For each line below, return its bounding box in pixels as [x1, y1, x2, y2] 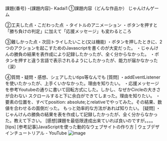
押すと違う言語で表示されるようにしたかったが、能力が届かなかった [18, 58, 158, 63]
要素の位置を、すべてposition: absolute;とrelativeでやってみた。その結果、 [5, 99, 158, 105]
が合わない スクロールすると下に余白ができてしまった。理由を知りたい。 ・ [5, 93, 161, 99]
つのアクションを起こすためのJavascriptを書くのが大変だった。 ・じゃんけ [5, 45, 159, 51]
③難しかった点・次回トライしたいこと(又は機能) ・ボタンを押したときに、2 [5, 39, 163, 45]
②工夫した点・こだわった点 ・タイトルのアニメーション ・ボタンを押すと [5, 22, 158, 28]
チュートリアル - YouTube [13, 130, 67, 136]
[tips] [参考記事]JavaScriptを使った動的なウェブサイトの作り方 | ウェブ [5, 124, 151, 130]
